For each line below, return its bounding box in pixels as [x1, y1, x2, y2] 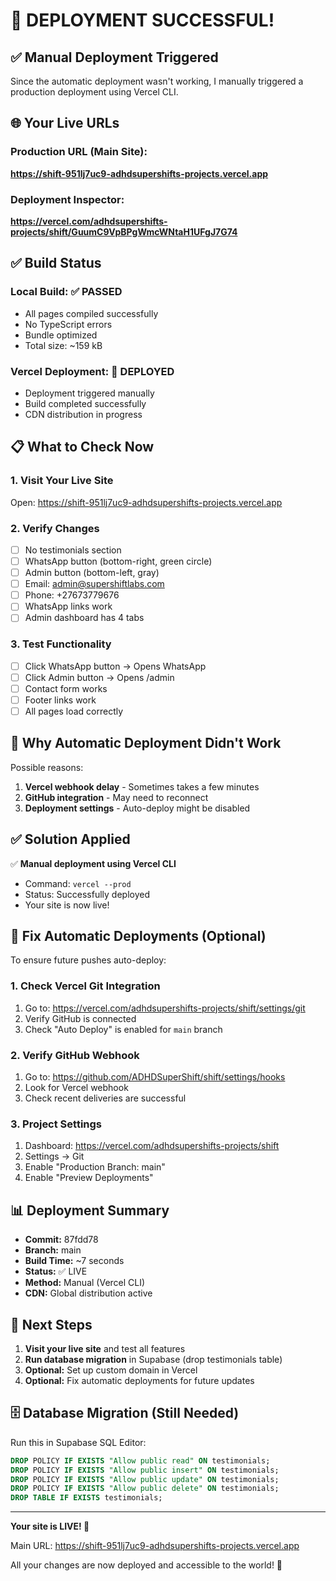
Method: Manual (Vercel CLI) [24, 1277, 146, 1289]
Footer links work [24, 694, 97, 706]
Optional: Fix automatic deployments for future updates [24, 1374, 255, 1386]
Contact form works [24, 682, 108, 694]
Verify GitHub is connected [24, 1012, 137, 1024]
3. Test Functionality [10, 637, 112, 651]
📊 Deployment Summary [10, 1202, 170, 1219]
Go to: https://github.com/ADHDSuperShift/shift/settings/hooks [24, 1071, 286, 1083]
